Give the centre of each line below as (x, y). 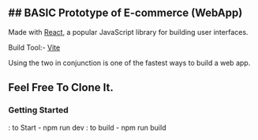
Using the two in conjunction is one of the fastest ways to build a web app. (129, 62)
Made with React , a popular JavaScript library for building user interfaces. (128, 32)
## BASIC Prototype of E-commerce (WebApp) (125, 13)
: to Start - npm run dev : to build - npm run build (87, 127)
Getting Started (38, 110)
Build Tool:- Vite (34, 47)
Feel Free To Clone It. (61, 87)
